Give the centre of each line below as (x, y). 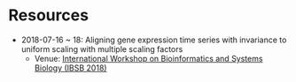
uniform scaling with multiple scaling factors (102, 48)
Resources (49, 15)
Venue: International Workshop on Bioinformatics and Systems (148, 58)
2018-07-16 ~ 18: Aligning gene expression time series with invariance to (154, 40)
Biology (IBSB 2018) (70, 68)
